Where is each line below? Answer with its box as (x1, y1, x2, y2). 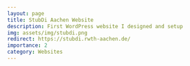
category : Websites (7, 49, 63, 56)
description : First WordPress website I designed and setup (7, 23, 184, 30)
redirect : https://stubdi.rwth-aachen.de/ (7, 36, 131, 43)
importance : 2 (7, 42, 48, 49)
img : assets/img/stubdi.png (7, 29, 88, 36)
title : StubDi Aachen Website (7, 16, 94, 23)
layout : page (7, 10, 45, 17)
